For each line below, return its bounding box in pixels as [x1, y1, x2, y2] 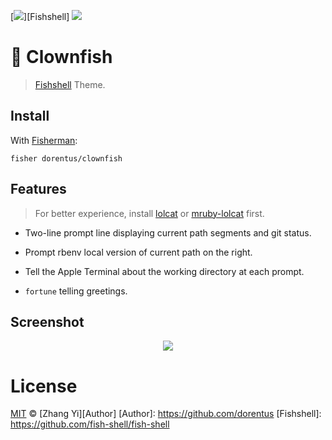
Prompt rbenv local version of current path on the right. [24, 246, 253, 258]
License [10, 375, 78, 397]
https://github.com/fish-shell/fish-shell [10, 418, 170, 430]
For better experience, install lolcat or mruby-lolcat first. [34, 207, 265, 219]
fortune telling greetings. [24, 285, 128, 297]
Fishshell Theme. [34, 78, 106, 90]
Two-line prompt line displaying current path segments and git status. [24, 226, 312, 239]
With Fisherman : [10, 134, 78, 146]
